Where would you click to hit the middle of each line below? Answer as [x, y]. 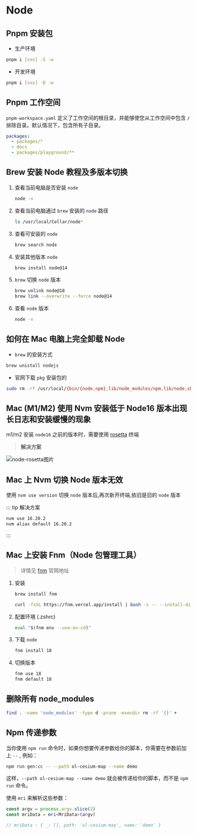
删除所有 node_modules [50, 699]
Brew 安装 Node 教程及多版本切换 [67, 172]
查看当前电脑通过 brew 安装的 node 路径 [61, 210]
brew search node [36, 245]
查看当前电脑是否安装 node [46, 187]
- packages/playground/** [43, 153]
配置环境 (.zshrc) [35, 616]
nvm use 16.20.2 [26, 519]
